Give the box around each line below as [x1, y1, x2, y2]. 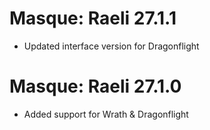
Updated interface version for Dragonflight [23, 40, 200, 52]
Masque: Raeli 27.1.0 [9, 75, 182, 98]
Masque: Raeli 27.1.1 [9, 7, 177, 30]
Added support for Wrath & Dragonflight [23, 108, 189, 120]
